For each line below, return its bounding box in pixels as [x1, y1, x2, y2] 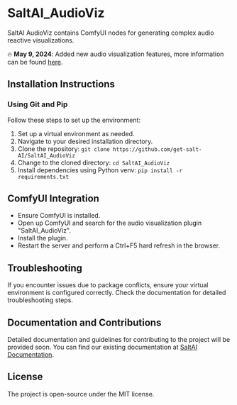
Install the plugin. [17, 234, 68, 243]
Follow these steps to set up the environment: [7, 116, 140, 124]
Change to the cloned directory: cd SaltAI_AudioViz [17, 158, 170, 167]
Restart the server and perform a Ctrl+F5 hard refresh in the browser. [17, 241, 221, 250]
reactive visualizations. [7, 35, 75, 44]
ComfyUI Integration [7, 193, 99, 205]
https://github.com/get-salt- [112, 145, 202, 153]
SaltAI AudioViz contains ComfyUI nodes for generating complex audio [7, 28, 214, 37]
